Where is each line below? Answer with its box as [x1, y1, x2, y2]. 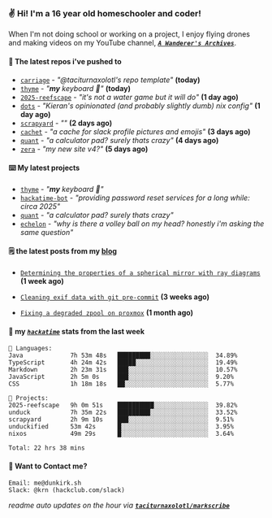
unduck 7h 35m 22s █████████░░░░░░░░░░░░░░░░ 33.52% [8, 408, 238, 417]
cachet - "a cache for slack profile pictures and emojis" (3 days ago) [19, 126, 251, 137]
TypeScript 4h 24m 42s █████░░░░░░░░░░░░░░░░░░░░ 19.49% [8, 359, 238, 367]
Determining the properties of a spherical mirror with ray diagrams [19, 268, 261, 277]
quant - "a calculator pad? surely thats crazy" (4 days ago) [19, 135, 219, 145]
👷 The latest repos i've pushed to [8, 56, 122, 66]
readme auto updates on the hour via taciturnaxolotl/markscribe [8, 500, 230, 511]
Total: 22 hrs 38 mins [8, 444, 85, 452]
